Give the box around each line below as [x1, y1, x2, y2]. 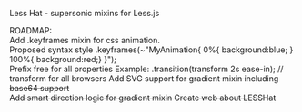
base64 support [9, 83, 70, 93]
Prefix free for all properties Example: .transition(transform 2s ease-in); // [9, 63, 284, 74]
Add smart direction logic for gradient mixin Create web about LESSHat [9, 92, 277, 103]
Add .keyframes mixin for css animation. [9, 35, 161, 45]
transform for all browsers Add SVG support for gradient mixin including [9, 73, 279, 84]
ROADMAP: [9, 25, 53, 35]
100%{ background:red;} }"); [9, 54, 116, 64]
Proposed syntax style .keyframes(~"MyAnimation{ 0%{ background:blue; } [9, 44, 294, 55]
